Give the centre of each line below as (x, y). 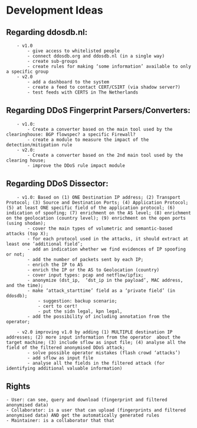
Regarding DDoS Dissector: (57, 184)
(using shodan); (26, 223)
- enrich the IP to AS (55, 265)
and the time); (25, 285)
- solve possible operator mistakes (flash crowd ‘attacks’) (104, 353)
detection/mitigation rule (39, 145)
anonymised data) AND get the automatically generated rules (83, 416)
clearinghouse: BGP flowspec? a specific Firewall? (71, 134)
